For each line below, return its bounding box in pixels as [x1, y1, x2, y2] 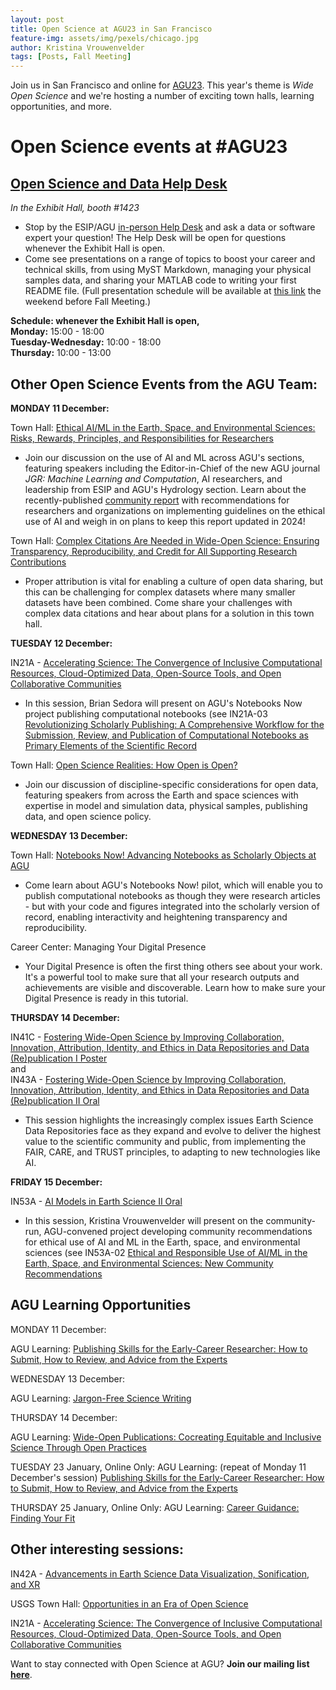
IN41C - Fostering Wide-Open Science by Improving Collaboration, [10, 1031, 285, 1043]
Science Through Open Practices [10, 1441, 147, 1453]
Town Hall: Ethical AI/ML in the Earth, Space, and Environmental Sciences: [10, 421, 316, 433]
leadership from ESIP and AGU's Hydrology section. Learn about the [24, 483, 307, 495]
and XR [10, 1578, 41, 1590]
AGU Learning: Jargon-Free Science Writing [10, 1392, 192, 1404]
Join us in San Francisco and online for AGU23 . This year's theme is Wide [10, 79, 314, 91]
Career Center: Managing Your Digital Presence [10, 941, 207, 953]
